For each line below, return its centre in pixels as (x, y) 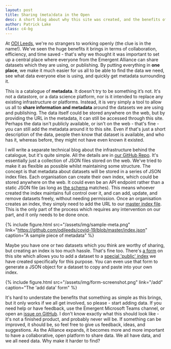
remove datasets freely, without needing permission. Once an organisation (83, 199)
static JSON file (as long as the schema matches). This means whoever (80, 188)
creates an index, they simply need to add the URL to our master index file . (83, 204)
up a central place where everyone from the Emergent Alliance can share (82, 60)
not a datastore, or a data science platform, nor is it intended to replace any (84, 97)
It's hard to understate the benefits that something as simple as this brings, (84, 298)
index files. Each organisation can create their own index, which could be (82, 177)
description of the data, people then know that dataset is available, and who (85, 135)
